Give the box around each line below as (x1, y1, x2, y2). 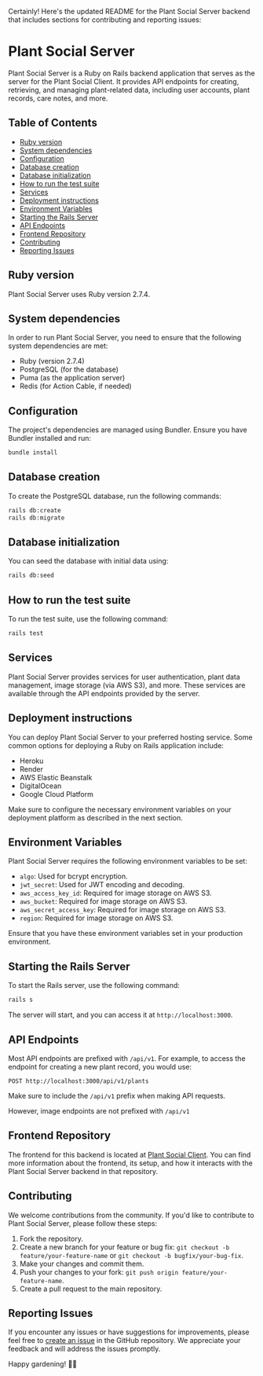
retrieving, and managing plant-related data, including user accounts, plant (8, 85, 250, 94)
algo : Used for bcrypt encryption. (19, 871, 128, 881)
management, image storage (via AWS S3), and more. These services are (8, 680, 246, 690)
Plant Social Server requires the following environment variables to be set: (8, 857, 247, 866)
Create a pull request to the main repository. (19, 1284, 163, 1293)
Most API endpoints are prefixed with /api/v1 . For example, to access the (8, 1053, 246, 1063)
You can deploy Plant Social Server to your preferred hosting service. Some (8, 732, 253, 742)
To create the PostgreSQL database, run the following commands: (8, 491, 221, 501)
